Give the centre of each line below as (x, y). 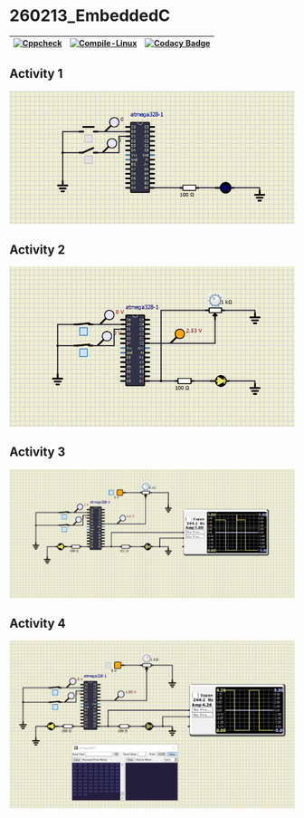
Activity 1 (36, 74)
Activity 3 (38, 452)
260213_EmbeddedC (90, 16)
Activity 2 (38, 250)
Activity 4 (38, 624)
